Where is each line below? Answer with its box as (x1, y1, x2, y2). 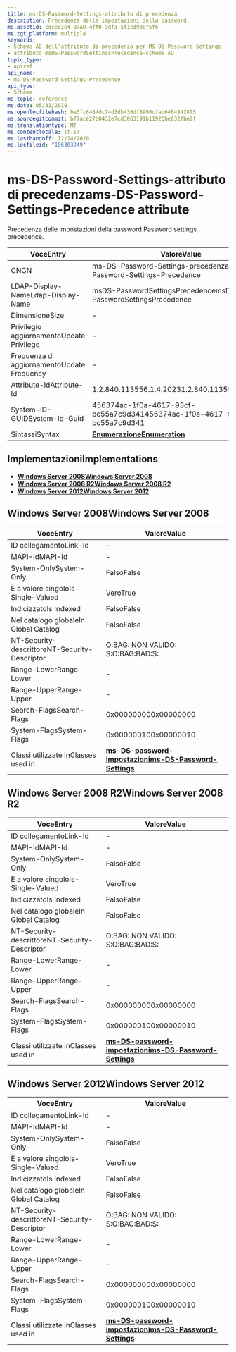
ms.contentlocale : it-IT (7, 128, 80, 135)
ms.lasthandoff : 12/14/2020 (7, 135, 90, 142)
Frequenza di (11, 351, 54, 361)
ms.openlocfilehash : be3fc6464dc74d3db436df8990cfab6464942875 (7, 109, 197, 116)
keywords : (7, 37, 37, 44)
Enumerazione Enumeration (92, 429, 185, 439)
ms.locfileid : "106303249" (7, 142, 86, 149)
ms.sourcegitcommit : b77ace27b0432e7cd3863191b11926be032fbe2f (7, 115, 197, 122)
